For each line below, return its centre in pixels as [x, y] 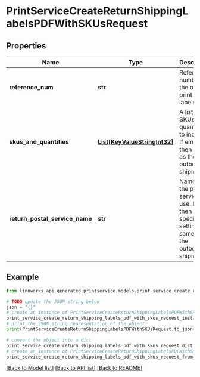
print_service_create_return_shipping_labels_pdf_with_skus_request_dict [100, 345]
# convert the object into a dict [49, 340]
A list [186, 112]
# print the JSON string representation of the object [76, 324]
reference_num [31, 87]
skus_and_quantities [39, 142]
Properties [26, 46]
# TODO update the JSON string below [53, 302]
